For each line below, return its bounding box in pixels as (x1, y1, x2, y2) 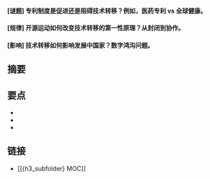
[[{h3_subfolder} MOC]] (17, 164, 86, 173)
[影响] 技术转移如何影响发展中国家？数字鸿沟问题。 (7, 41, 154, 49)
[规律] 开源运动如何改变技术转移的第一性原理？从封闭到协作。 (7, 24, 185, 32)
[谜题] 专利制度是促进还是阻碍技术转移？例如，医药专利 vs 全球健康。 (7, 6, 207, 15)
